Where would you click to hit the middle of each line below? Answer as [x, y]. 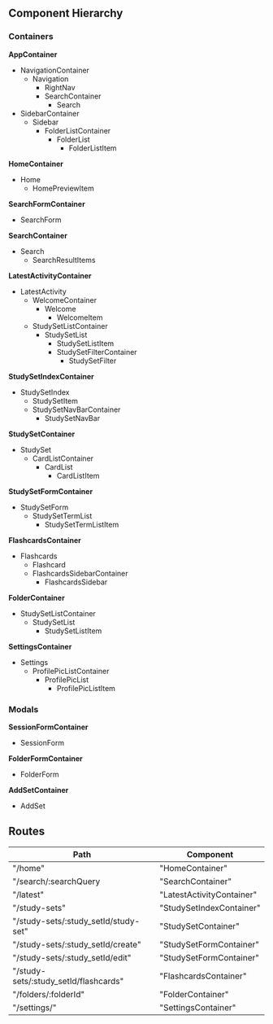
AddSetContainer [39, 790]
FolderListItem [93, 148]
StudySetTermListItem [82, 524]
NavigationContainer [54, 70]
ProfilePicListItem [86, 688]
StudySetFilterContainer [97, 352]
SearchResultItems [64, 260]
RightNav [60, 87]
